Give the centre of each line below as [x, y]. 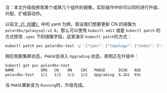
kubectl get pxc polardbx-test [38, 65]
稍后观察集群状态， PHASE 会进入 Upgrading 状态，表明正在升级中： [72, 56]
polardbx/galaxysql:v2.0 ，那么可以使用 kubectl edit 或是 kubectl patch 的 [83, 30]
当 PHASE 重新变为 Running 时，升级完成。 [46, 85]
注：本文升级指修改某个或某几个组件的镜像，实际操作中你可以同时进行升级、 [83, 7]
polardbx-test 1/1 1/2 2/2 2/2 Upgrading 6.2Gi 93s [73, 75]
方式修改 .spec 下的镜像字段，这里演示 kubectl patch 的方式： [68, 37]
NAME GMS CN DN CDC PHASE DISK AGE [73, 70]
